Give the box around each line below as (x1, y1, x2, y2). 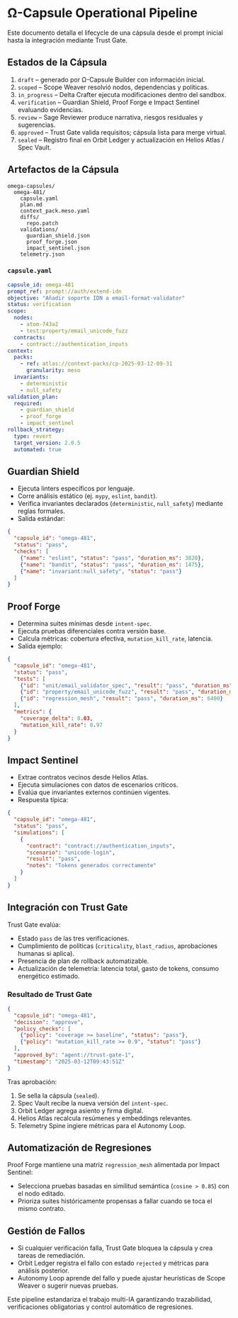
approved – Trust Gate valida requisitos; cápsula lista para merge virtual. (17, 128, 227, 136)
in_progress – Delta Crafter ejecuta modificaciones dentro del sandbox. (17, 90, 227, 98)
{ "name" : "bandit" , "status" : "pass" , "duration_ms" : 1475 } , (20, 561, 205, 568)
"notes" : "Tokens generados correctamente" (25, 862, 157, 869)
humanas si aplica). (17, 949, 75, 957)
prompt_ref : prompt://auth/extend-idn (7, 288, 122, 295)
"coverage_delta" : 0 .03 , (20, 714, 93, 722)
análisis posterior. (17, 1266, 69, 1275)
